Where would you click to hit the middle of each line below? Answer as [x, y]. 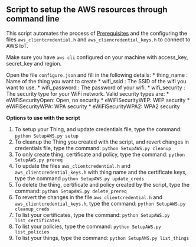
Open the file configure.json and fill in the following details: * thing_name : [97, 75]
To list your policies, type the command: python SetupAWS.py [88, 226]
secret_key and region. [34, 63]
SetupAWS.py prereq [39, 160]
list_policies [32, 232]
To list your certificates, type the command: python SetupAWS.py [92, 214]
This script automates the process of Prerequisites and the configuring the [97, 33]
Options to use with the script [43, 118]
